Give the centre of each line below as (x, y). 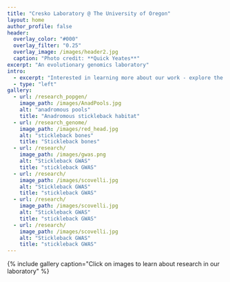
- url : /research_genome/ (51, 122)
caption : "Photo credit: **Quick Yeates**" (76, 59)
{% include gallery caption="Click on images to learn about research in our (114, 264)
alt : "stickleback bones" (57, 135)
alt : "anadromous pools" (55, 110)
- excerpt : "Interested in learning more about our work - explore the (118, 78)
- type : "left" (35, 84)
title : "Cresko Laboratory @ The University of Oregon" (89, 13)
